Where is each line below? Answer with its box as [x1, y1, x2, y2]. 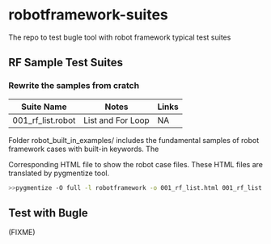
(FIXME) [8, 228, 36, 238]
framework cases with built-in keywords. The [8, 144, 159, 154]
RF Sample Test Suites [8, 56, 124, 69]
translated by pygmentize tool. [8, 168, 110, 178]
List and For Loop [83, 115, 150, 126]
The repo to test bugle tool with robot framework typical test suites [8, 32, 231, 42]
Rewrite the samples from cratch [8, 80, 140, 91]
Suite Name [21, 101, 67, 112]
